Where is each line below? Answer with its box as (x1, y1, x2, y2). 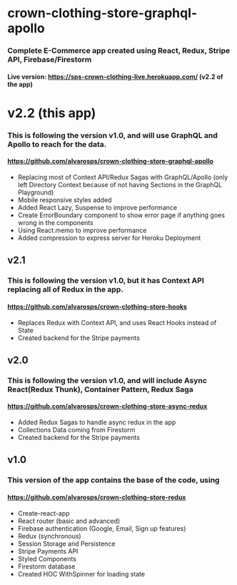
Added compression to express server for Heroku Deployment (17, 234, 201, 242)
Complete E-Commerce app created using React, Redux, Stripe (7, 46, 231, 56)
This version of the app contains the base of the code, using (7, 475, 220, 485)
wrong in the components (17, 219, 94, 227)
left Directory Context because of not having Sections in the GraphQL (17, 181, 223, 189)
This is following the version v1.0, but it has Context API (7, 276, 205, 286)
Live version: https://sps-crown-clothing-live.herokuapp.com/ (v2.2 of (7, 72, 223, 81)
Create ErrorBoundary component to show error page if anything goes (17, 211, 225, 219)
